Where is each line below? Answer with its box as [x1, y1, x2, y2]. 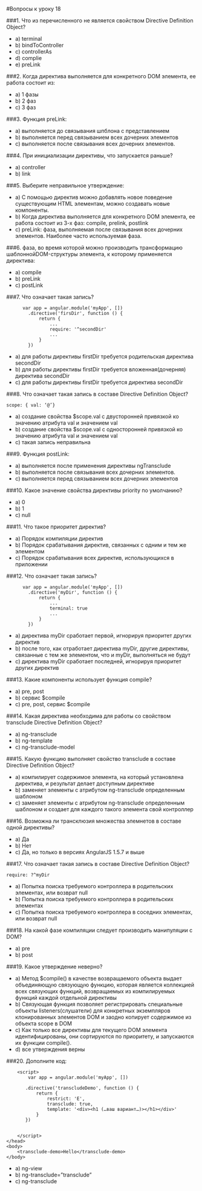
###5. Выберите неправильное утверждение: [6, 182, 125, 189]
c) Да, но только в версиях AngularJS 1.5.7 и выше [15, 849, 145, 855]
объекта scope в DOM [15, 1020, 73, 1027]
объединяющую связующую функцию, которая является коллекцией [15, 981, 195, 988]
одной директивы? [6, 824, 55, 831]
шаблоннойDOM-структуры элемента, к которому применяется [6, 251, 172, 257]
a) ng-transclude [15, 730, 57, 738]
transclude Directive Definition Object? [6, 719, 103, 726]
